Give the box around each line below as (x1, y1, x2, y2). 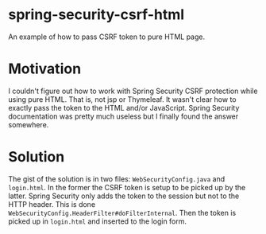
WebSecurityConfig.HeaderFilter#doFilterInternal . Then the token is (8, 208, 237, 217)
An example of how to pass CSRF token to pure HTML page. (8, 32, 205, 41)
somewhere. (8, 119, 49, 129)
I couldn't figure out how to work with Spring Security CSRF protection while (8, 86, 258, 96)
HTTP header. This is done (8, 199, 96, 209)
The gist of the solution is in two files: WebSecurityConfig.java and (8, 174, 226, 184)
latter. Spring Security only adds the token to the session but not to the (8, 191, 240, 201)
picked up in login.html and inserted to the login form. (8, 216, 187, 226)
